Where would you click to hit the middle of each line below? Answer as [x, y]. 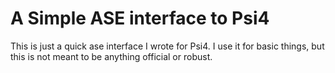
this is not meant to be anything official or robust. [111, 56]
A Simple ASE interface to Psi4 [140, 18]
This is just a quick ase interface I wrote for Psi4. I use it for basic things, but [167, 46]
